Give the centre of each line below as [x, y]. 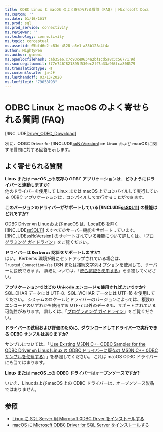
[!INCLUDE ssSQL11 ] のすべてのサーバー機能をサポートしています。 [72, 230]
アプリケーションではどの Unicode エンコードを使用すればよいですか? [75, 287]
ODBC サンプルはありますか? [40, 334]
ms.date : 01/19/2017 [26, 18]
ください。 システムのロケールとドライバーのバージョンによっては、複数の [80, 299]
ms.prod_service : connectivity [37, 28]
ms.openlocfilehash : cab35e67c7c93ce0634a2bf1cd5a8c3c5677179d [70, 59]
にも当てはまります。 [26, 362]
